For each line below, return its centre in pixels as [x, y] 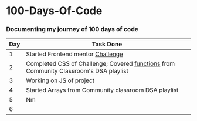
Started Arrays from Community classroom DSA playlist [102, 90]
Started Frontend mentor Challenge [74, 54]
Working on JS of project [60, 80]
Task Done [107, 44]
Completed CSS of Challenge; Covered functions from [101, 64]
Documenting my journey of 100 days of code [72, 29]
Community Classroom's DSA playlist [77, 71]
